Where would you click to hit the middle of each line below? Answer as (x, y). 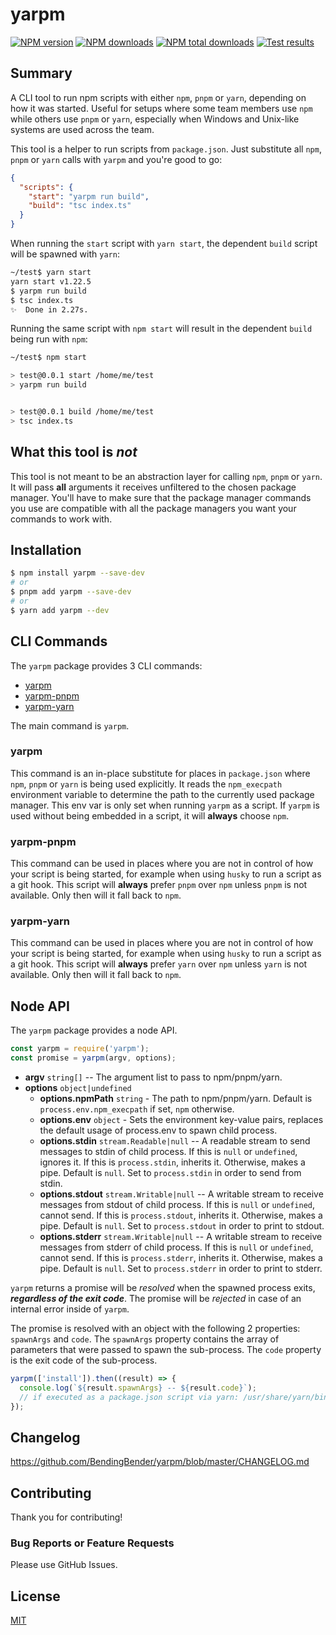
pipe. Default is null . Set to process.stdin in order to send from (170, 1173)
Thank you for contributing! (66, 1517)
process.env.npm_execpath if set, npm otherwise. (137, 1109)
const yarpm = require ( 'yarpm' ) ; (80, 1049)
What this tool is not (74, 452)
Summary (41, 73)
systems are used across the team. (82, 129)
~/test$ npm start (48, 358)
